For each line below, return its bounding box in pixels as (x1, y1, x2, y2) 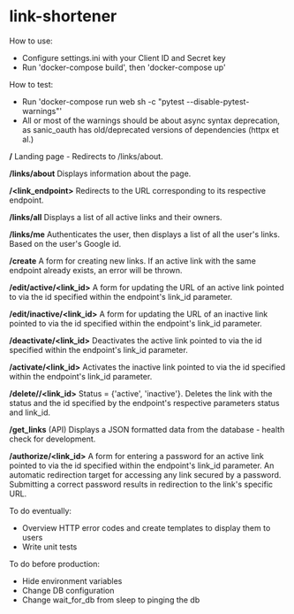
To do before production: (9, 558, 100, 569)
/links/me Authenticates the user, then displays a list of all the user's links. (9, 228, 281, 240)
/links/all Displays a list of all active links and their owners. (9, 211, 222, 222)
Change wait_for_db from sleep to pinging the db (21, 595, 200, 605)
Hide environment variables (21, 575, 123, 586)
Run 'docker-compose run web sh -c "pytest (21, 96, 185, 107)
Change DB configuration (21, 585, 115, 595)
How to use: (9, 35, 53, 46)
